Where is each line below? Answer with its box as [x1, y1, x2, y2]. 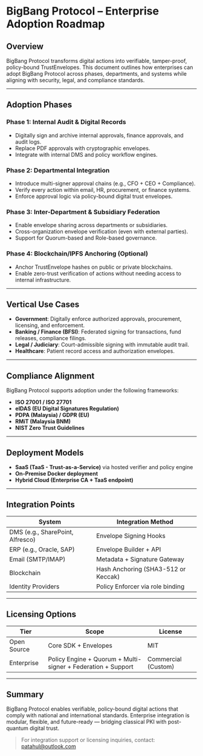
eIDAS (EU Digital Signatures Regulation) [14, 405, 120, 412]
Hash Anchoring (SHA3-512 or [96, 565, 186, 573]
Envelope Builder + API [96, 545, 161, 553]
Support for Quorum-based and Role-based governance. [14, 234, 157, 242]
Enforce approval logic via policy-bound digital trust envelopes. [14, 192, 173, 200]
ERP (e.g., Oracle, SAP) [9, 545, 75, 553]
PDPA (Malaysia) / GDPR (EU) [14, 412, 89, 419]
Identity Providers [9, 582, 60, 591]
